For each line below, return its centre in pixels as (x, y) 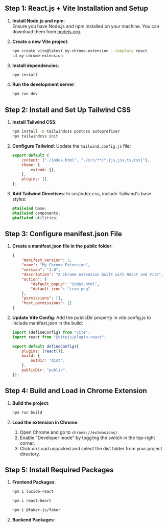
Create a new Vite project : (40, 41)
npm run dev (25, 94)
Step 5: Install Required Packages (59, 470)
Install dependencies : (35, 65)
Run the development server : (44, 84)
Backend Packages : (34, 520)
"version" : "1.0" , (41, 270)
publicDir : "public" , (44, 370)
